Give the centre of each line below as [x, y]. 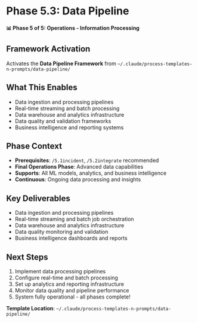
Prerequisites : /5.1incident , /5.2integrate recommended [87, 160]
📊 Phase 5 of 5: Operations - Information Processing [73, 28]
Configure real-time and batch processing [66, 278]
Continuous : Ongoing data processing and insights [78, 179]
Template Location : [31, 308]
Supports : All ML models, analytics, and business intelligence [91, 173]
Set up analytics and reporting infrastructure [69, 284]
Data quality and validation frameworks [63, 121]
